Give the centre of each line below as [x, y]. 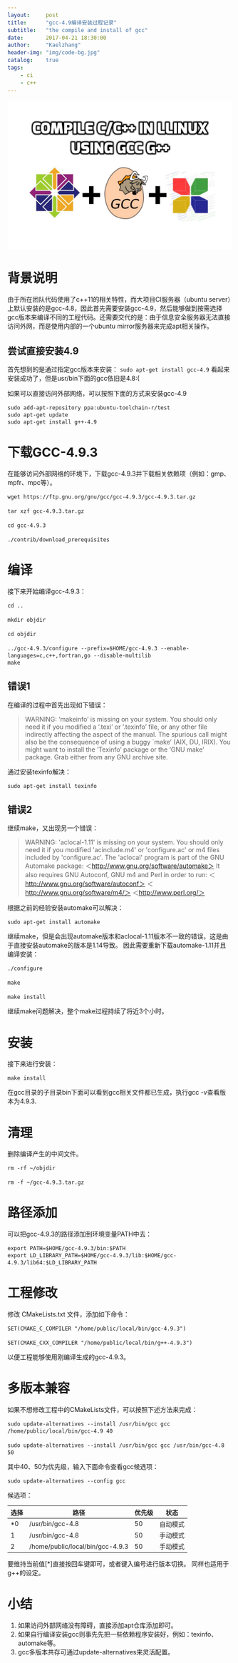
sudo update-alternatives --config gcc [67, 1481]
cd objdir [22, 634]
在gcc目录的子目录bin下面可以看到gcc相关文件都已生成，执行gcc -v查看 [114, 1093]
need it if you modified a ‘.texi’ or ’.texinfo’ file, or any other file [116, 727]
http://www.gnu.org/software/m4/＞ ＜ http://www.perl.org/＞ [115, 893]
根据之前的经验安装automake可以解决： [66, 908]
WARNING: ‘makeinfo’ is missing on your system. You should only [121, 719]
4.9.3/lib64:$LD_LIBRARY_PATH [52, 1263]
